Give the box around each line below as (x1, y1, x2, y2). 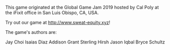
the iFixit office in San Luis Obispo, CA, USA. (5, 10, 99, 16)
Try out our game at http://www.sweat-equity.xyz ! (5, 20, 111, 25)
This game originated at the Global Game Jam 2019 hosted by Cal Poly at (5, 5, 159, 10)
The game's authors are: (5, 29, 57, 35)
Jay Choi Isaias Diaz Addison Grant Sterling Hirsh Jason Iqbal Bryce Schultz (5, 39, 165, 45)
